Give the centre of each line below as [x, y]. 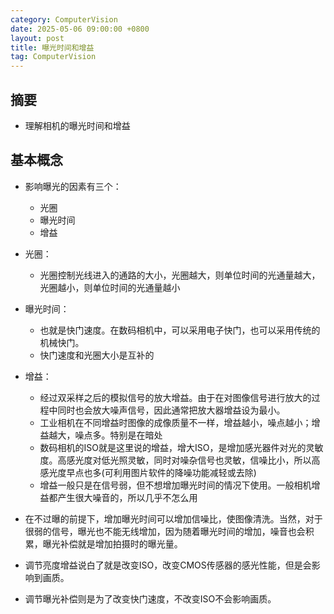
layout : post [37, 38]
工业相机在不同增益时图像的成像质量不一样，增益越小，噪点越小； [175, 422]
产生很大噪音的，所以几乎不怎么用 [127, 497]
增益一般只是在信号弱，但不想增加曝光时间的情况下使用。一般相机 [175, 485]
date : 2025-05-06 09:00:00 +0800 [80, 29]
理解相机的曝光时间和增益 [77, 125]
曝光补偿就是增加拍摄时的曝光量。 [112, 543]
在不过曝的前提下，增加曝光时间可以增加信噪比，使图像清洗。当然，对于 [173, 518]
